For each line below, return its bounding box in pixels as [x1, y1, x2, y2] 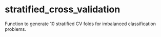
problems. [5, 26, 26, 32]
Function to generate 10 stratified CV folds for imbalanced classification [5, 21, 156, 27]
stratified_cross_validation [5, 4, 120, 15]
